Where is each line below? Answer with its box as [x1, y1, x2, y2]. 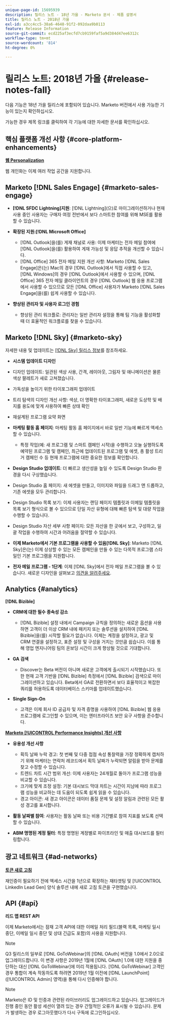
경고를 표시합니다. [25, 802, 61, 808]
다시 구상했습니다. [22, 471, 58, 478]
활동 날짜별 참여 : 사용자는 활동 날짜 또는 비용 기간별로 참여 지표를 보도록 [12, 812, 154, 819]
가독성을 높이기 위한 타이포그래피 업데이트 [12, 386, 96, 392]
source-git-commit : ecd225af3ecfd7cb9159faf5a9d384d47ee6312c [5, 31, 139, 36]
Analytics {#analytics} [5, 585, 78, 594]
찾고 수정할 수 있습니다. [20, 764, 67, 770]
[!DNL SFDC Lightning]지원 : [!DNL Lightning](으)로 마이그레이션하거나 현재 [12, 205, 165, 211]
